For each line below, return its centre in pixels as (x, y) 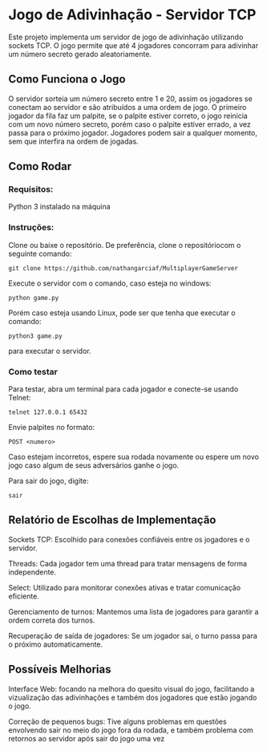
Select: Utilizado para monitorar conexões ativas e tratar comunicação (125, 587)
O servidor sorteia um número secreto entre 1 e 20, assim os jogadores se (130, 99)
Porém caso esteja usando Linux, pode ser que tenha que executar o (122, 313)
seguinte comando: (40, 254)
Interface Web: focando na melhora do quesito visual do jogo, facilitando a (131, 688)
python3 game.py (35, 336)
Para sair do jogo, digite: (49, 481)
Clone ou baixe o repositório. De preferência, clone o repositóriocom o (125, 245)
